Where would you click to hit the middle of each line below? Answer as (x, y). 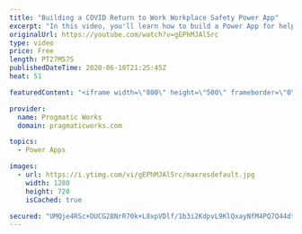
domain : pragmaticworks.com (70, 126)
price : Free (31, 51)
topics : (24, 142)
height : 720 (48, 191)
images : (24, 166)
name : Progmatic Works (60, 117)
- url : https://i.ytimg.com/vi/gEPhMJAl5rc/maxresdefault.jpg (136, 175)
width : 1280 (48, 183)
